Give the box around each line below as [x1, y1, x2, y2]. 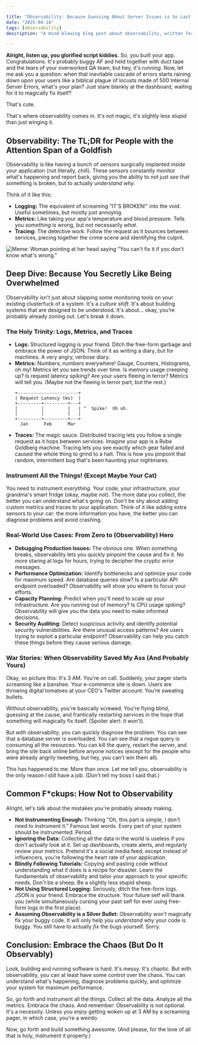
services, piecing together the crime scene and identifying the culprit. [14, 234, 184, 241]
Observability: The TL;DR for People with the [6, 136, 174, 146]
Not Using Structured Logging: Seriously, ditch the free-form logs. [14, 885, 178, 892]
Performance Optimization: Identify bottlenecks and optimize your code [14, 569, 192, 577]
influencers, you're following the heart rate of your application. [14, 853, 167, 861]
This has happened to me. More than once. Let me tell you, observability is [6, 766, 187, 773]
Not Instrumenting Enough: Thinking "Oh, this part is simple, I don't [14, 816, 180, 823]
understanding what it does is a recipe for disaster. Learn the [14, 866, 163, 873]
